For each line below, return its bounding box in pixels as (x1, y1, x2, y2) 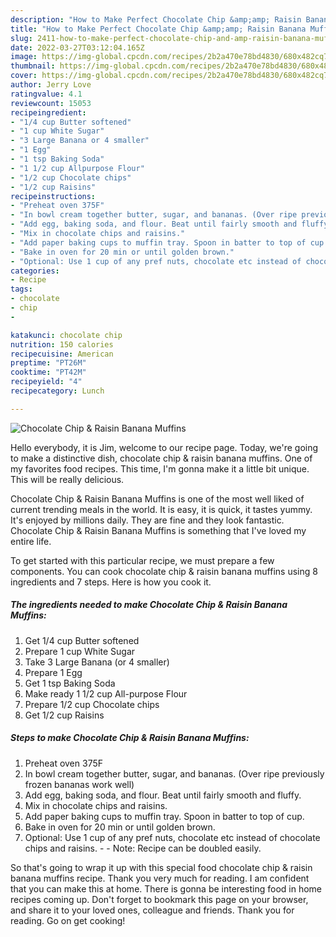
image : (10, 52, 38, 62)
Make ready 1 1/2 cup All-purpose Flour (24, 687, 188, 700)
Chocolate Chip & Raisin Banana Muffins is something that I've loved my (10, 524, 307, 536)
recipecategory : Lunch (10, 386, 105, 396)
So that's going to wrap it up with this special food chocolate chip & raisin (10, 861, 313, 873)
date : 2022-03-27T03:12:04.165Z (10, 42, 145, 53)
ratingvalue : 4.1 (10, 89, 83, 99)
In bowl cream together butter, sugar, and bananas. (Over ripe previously (24, 767, 325, 780)
